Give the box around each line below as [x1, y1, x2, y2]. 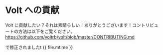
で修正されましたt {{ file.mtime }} [5, 44, 73, 50]
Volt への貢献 [5, 4, 60, 16]
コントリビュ [132, 22, 159, 28]
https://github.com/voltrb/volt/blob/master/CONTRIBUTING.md [5, 33, 135, 40]
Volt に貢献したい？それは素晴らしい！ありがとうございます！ [5, 22, 133, 28]
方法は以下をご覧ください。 [18, 28, 75, 34]
